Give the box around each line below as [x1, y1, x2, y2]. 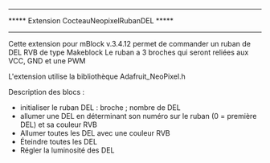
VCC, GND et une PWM [8, 56, 86, 65]
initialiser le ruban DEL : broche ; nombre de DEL [19, 103, 181, 112]
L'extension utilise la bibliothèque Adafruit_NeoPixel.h [8, 71, 186, 81]
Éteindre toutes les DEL [19, 137, 98, 146]
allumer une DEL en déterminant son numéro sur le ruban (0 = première [19, 112, 257, 120]
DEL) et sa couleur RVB [19, 120, 98, 129]
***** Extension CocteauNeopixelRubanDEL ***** [8, 16, 174, 25]
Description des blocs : [8, 88, 85, 96]
